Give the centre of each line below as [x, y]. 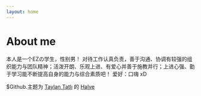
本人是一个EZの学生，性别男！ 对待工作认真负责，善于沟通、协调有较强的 [97, 59]
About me [31, 41]
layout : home [22, 12]
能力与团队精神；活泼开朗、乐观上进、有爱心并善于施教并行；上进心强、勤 [103, 66]
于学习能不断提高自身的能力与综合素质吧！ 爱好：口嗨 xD [77, 74]
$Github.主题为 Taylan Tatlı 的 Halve [51, 86]
